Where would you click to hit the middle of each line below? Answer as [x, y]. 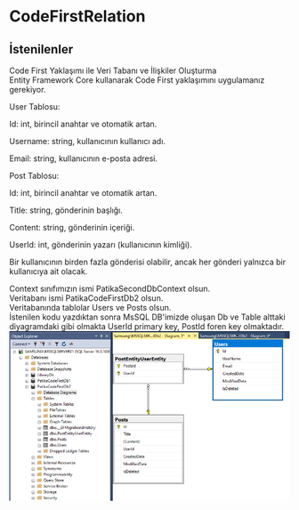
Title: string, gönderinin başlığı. [66, 210]
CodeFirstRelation [77, 16]
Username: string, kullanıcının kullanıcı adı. [88, 141]
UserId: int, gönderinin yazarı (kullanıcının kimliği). [101, 245]
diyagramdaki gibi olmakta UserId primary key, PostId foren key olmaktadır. [147, 326]
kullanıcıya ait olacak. [48, 271]
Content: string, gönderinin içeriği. [72, 227]
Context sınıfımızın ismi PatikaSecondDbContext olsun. [110, 288]
